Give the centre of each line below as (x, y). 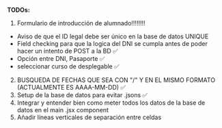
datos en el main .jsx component (63, 110)
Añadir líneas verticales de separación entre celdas (89, 117)
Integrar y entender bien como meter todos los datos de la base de (111, 103)
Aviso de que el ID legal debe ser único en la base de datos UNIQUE (113, 36)
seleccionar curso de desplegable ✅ (68, 66)
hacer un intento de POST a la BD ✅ (67, 51)
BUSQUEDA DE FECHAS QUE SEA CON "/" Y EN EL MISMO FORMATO (116, 80)
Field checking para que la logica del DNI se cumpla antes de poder (112, 43)
